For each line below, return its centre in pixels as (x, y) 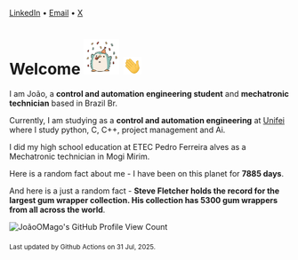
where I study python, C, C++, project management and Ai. (117, 130)
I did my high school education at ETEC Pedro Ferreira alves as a (128, 146)
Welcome (45, 69)
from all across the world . (57, 209)
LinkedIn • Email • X (46, 13)
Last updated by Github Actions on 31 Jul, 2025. (82, 247)
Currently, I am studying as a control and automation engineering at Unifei (147, 120)
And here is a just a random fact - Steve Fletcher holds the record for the (145, 191)
